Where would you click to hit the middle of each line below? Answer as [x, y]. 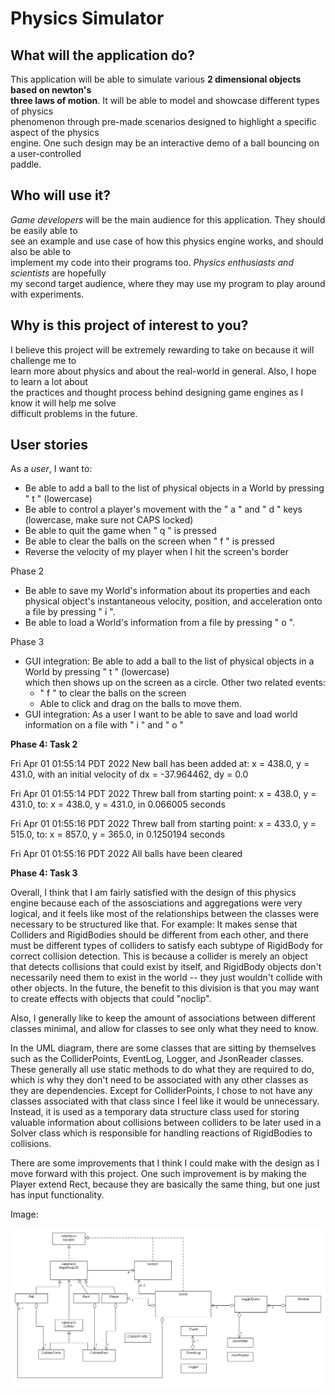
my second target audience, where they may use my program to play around [168, 283]
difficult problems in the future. [74, 413]
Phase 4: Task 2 [44, 744]
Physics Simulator [87, 18]
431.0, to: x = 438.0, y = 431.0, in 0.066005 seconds [118, 804]
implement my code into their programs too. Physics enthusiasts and [152, 262]
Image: [24, 1214]
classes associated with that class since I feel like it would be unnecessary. [165, 1101]
